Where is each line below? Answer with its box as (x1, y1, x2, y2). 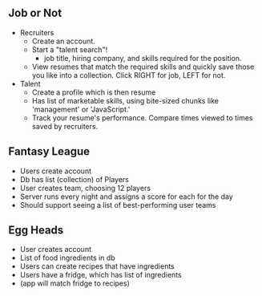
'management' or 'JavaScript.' (31, 104, 131, 114)
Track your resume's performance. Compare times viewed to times (31, 112, 254, 123)
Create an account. (31, 36, 96, 46)
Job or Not (8, 6, 62, 20)
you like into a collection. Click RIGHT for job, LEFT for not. (31, 70, 226, 79)
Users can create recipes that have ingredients (19, 262, 175, 271)
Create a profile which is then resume (31, 87, 156, 97)
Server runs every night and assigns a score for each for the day (19, 192, 234, 201)
